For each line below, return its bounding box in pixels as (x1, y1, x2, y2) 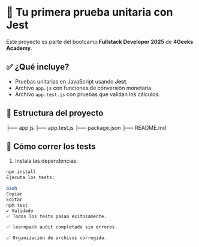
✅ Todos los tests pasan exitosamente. (6, 213, 107, 219)
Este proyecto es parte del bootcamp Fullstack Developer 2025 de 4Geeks (6, 38, 194, 45)
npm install (6, 169, 36, 175)
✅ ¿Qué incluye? (6, 62, 70, 72)
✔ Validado (6, 207, 34, 214)
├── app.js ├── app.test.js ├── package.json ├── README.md (6, 124, 167, 131)
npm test (6, 202, 28, 208)
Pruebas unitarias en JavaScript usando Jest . (14, 78, 128, 85)
